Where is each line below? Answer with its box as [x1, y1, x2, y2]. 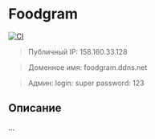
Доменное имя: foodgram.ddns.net [27, 62, 148, 72]
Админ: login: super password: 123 [27, 78, 145, 88]
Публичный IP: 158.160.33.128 [27, 47, 128, 56]
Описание [8, 101, 62, 115]
